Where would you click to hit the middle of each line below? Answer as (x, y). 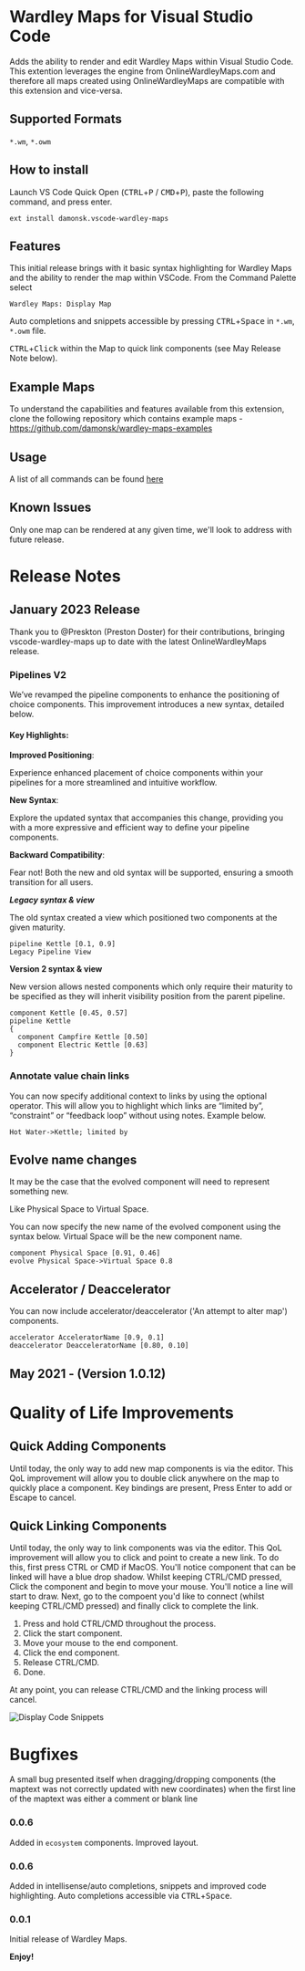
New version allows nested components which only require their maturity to (151, 986)
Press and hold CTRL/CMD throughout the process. (119, 1624)
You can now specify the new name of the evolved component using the (145, 1227)
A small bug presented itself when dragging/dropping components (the (142, 1779)
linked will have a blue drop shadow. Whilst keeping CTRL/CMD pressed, (146, 1577)
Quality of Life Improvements (122, 1413)
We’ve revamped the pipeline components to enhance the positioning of (145, 694)
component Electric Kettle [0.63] (83, 1045)
